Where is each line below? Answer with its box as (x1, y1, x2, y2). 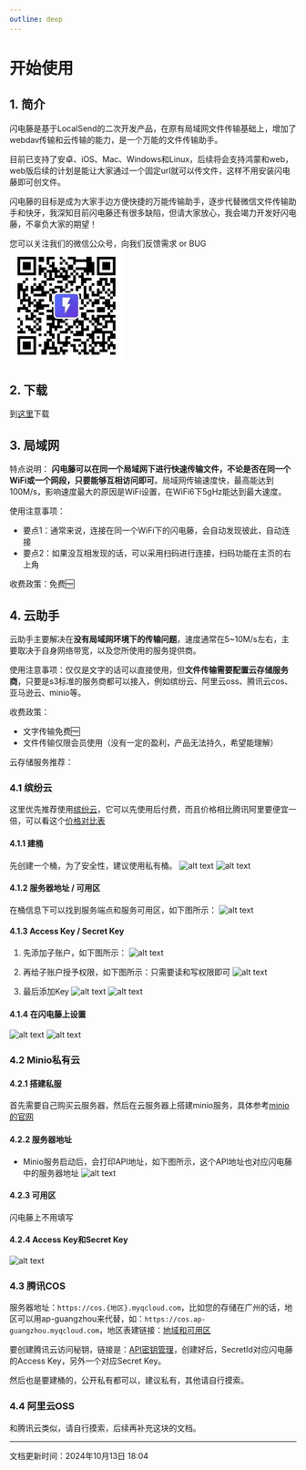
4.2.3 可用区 (9, 1189, 56, 1201)
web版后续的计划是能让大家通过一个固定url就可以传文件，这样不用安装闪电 (9, 165, 291, 176)
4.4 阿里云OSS (9, 1400, 76, 1413)
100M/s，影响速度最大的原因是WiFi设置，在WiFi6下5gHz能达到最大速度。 (9, 486, 287, 497)
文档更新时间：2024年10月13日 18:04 (9, 1450, 148, 1461)
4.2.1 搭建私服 (9, 1077, 62, 1088)
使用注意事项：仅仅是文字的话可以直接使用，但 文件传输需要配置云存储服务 (9, 665, 289, 676)
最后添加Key (22, 985, 70, 996)
